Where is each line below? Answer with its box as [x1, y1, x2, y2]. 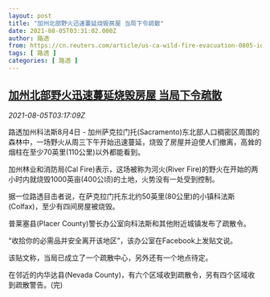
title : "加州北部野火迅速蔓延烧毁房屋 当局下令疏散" [8, 19, 165, 27]
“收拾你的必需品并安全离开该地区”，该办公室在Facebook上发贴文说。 [8, 235, 238, 245]
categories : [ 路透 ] [8, 57, 79, 65]
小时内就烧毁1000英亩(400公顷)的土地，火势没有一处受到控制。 [8, 174, 219, 184]
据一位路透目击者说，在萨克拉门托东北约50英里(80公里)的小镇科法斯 [8, 191, 235, 201]
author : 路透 [8, 34, 50, 43]
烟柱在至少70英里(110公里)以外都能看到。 [8, 146, 145, 157]
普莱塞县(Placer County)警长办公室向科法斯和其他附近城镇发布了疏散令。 [8, 218, 251, 228]
